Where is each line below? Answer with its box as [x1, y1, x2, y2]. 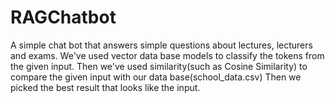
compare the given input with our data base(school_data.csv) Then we [10, 71, 302, 83]
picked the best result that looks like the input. [10, 81, 201, 93]
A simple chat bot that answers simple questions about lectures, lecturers [10, 39, 313, 51]
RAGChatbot [10, 6, 117, 29]
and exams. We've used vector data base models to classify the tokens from [10, 49, 325, 61]
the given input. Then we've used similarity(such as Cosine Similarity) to [10, 60, 308, 72]
